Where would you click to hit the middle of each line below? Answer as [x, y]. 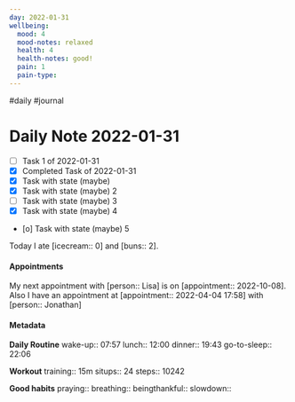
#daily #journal [36, 100]
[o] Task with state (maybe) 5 [76, 229]
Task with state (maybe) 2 [69, 191]
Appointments [36, 266]
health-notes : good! [55, 59]
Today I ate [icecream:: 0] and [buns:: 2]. [84, 246]
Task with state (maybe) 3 [69, 201]
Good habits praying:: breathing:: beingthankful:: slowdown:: [120, 389]
